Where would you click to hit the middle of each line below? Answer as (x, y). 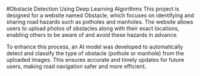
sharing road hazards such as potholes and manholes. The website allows (100, 22)
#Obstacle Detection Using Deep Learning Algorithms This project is (93, 9)
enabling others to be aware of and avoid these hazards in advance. (92, 35)
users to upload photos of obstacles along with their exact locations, (93, 28)
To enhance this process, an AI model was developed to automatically (95, 47)
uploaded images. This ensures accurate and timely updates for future (95, 60)
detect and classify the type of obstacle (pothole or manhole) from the (95, 53)
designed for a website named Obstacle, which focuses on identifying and (100, 15)
